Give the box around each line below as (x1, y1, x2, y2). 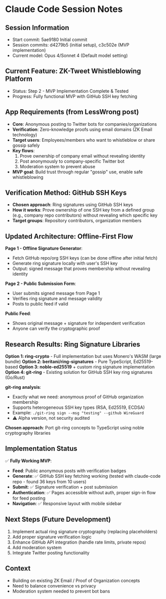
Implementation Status (5, 444, 78, 453)
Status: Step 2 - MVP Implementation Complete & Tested (12, 88, 129, 94)
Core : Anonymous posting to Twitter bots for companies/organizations (12, 121, 158, 127)
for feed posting (12, 495, 46, 501)
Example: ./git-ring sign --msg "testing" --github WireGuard (12, 410, 144, 416)
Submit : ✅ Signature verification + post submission (12, 484, 118, 490)
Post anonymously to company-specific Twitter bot (19, 158, 125, 164)
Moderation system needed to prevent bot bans (12, 588, 110, 594)
